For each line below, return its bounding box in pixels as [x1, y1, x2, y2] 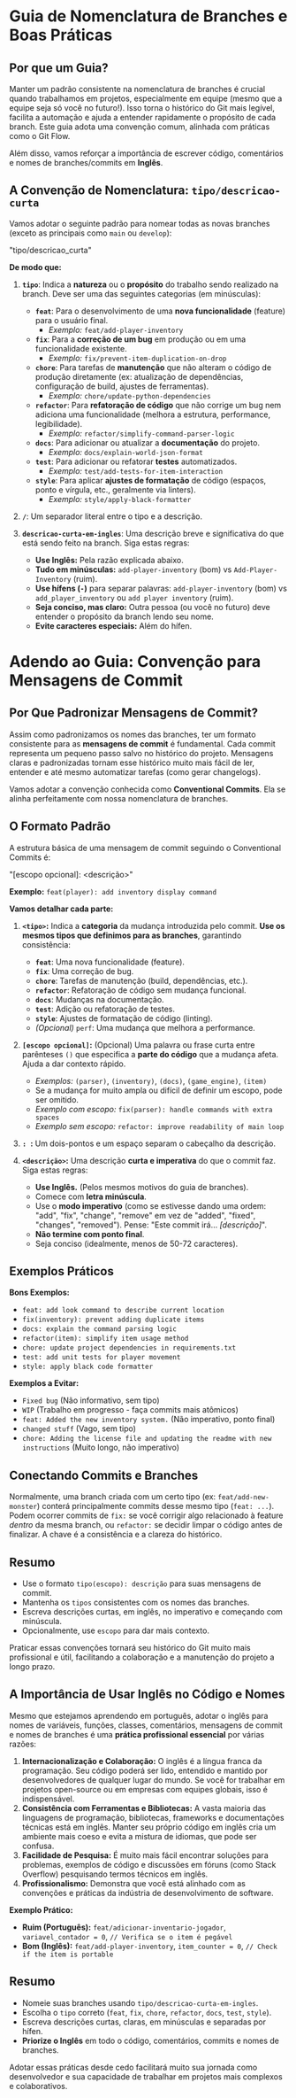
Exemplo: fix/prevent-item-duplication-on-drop [48, 352, 227, 363]
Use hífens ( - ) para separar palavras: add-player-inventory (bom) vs [34, 583, 287, 593]
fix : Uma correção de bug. [34, 965, 134, 976]
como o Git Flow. [9, 131, 71, 141]
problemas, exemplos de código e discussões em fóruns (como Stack [21, 1859, 277, 1870]
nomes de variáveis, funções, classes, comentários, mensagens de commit [9, 1720, 283, 1730]
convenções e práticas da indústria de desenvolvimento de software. [21, 1887, 274, 1898]
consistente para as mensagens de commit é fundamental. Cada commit [9, 738, 276, 749]
